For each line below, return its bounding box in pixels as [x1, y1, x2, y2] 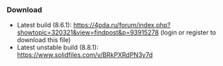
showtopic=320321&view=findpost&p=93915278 [16, 28, 159, 37]
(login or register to [160, 28, 217, 37]
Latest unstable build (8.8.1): [16, 44, 99, 52]
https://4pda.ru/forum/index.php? [73, 21, 171, 29]
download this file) [16, 36, 71, 44]
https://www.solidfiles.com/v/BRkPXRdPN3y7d [16, 51, 153, 59]
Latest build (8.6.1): [16, 21, 72, 29]
